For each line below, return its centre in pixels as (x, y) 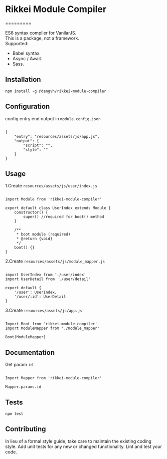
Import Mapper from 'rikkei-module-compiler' (53, 378)
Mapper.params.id (23, 387)
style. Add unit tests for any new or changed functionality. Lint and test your (83, 446)
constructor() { (31, 212)
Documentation (30, 353)
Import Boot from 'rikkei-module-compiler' (51, 324)
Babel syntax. (27, 53)
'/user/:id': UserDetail (40, 297)
